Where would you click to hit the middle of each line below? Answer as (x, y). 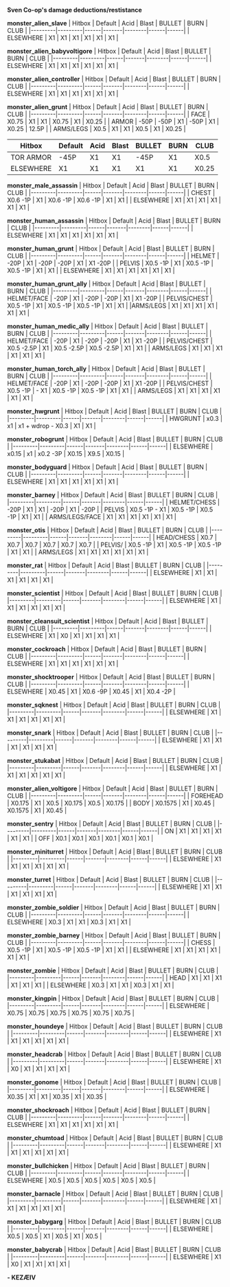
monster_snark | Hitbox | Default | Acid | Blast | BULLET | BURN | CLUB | (111, 733)
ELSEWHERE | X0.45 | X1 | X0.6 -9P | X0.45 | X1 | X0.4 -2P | (91, 692)
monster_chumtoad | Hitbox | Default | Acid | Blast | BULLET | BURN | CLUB (115, 1138)
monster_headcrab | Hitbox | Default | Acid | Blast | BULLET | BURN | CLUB (114, 1054)
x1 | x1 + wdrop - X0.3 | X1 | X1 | (51, 426)
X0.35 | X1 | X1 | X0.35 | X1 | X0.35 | (57, 1097)
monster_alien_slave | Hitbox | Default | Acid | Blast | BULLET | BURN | (107, 23)
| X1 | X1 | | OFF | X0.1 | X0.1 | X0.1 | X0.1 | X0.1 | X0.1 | (80, 838)
